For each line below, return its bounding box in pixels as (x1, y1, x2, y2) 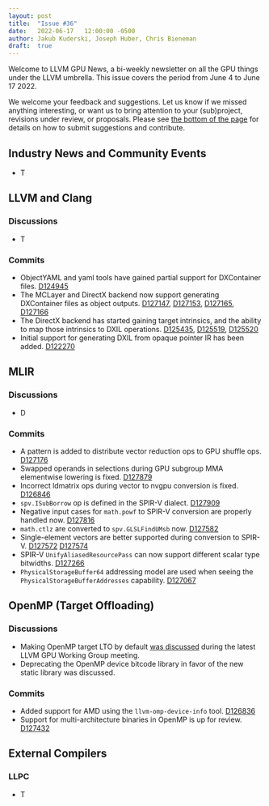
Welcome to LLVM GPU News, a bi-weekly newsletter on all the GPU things (8, 64, 258, 74)
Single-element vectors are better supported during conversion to (19, 532, 240, 542)
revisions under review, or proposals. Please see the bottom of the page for (8, 114, 259, 124)
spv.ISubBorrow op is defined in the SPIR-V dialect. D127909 (19, 497, 221, 507)
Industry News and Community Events (8, 147, 207, 160)
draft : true (8, 42, 53, 50)
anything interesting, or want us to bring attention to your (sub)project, (8, 106, 243, 116)
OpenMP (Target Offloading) (8, 599, 155, 612)
